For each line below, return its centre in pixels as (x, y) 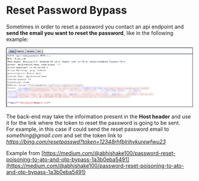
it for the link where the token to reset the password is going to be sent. (93, 122)
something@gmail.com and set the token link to (64, 135)
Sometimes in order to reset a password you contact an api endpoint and (95, 27)
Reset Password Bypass (67, 10)
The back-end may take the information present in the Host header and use (99, 117)
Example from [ (25, 153)
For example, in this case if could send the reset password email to (88, 129)
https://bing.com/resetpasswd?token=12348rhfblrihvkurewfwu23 (86, 141)
